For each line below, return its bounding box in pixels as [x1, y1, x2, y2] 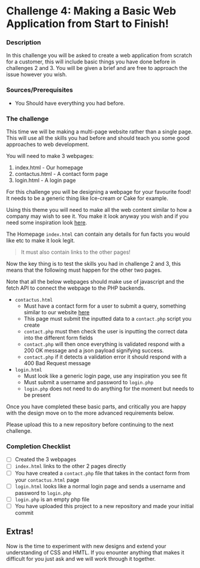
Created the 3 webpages [14, 456, 77, 463]
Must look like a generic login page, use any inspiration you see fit [23, 372, 187, 379]
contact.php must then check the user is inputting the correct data [23, 328, 188, 335]
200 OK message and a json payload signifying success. [23, 347, 164, 354]
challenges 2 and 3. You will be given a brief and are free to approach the [6, 65, 187, 72]
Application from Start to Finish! [6, 17, 169, 31]
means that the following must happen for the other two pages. [6, 266, 162, 274]
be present [23, 391, 51, 399]
